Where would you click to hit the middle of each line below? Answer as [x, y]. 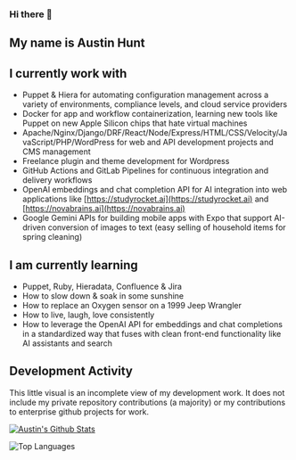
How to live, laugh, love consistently [88, 315]
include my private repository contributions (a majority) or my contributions [148, 402]
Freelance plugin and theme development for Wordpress [126, 161]
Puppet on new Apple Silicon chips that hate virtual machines [135, 123]
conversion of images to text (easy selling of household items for [167, 227]
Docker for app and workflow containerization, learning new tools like [150, 114]
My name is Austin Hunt [77, 43]
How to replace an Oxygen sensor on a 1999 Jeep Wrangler [132, 305]
